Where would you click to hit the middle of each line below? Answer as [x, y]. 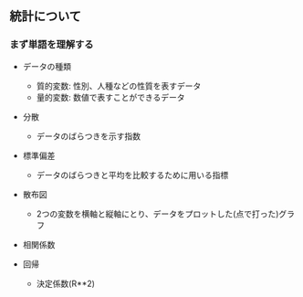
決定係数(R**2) [66, 283]
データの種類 [47, 66]
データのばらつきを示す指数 [89, 136]
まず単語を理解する [52, 45]
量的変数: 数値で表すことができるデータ [110, 97]
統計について [46, 16]
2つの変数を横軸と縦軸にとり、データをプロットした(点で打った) [157, 214]
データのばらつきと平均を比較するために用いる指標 [132, 175]
